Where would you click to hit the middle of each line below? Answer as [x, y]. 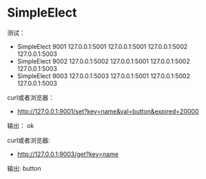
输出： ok [21, 125]
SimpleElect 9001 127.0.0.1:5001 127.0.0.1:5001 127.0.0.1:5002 [102, 46]
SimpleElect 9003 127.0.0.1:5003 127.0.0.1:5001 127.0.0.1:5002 [104, 76]
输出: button [24, 168]
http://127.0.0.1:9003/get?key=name [68, 154]
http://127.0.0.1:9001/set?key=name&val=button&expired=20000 [108, 111]
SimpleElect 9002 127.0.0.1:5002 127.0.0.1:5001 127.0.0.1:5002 [104, 61]
